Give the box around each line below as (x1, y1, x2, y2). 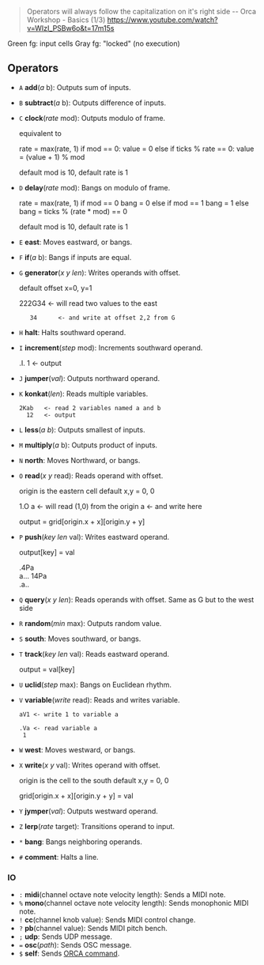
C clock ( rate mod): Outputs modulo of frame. (18, 113, 166, 123)
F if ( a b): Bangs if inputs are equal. (18, 252, 132, 262)
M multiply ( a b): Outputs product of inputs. (18, 440, 158, 450)
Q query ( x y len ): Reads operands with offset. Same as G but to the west (18, 594, 255, 604)
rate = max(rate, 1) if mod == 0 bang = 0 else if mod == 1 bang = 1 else (18, 198, 250, 208)
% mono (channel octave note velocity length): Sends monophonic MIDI (18, 899, 249, 908)
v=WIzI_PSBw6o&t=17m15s (26, 24, 115, 32)
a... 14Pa (18, 571, 47, 580)
